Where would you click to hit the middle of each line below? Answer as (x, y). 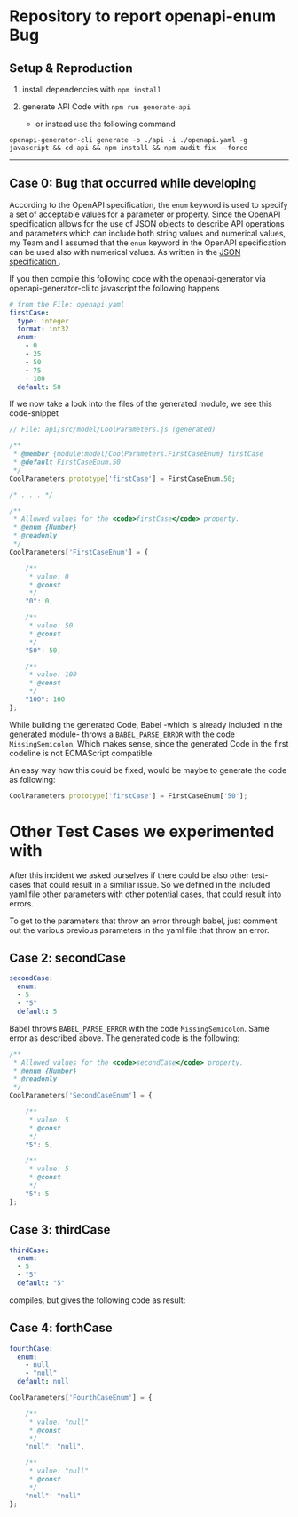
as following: (32, 779)
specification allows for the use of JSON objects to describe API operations (147, 223)
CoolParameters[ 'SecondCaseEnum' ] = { (81, 1096)
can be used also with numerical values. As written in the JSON (125, 252)
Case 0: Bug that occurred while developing (133, 184)
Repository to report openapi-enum (143, 16)
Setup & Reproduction (71, 68)
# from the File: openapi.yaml (67, 304)
